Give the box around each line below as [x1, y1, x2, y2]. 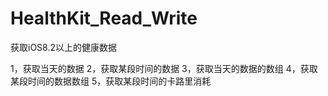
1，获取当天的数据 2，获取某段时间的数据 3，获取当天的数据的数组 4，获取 [10, 62, 318, 74]
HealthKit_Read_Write [10, 7, 198, 30]
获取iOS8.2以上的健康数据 [10, 41, 117, 53]
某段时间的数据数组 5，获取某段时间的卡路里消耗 [10, 75, 212, 87]
